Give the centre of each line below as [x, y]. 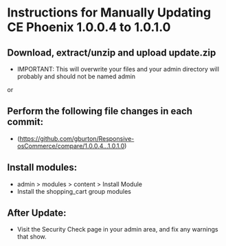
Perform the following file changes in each [100, 111]
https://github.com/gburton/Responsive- [77, 138]
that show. [32, 237]
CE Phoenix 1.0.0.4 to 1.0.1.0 [89, 27]
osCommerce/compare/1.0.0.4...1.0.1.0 [71, 146]
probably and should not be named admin [76, 76]
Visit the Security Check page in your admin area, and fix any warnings [117, 230]
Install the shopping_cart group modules [74, 191]
